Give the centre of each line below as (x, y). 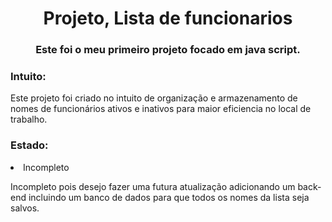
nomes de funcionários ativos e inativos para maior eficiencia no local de (161, 109)
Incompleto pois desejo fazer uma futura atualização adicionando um (153, 186)
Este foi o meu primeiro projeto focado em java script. (168, 50)
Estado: (29, 145)
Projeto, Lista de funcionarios (168, 18)
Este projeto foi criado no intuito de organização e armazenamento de (154, 98)
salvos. (25, 208)
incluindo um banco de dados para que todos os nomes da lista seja (169, 197)
